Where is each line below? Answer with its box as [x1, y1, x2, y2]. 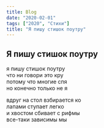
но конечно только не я [6, 85, 68, 92]
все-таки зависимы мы [6, 116, 67, 123]
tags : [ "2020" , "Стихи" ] [6, 20, 70, 26]
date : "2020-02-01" [6, 15, 56, 21]
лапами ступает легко [6, 103, 64, 110]
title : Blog [6, 9, 37, 15]
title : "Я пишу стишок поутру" [6, 26, 86, 32]
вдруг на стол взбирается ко [6, 96, 81, 104]
